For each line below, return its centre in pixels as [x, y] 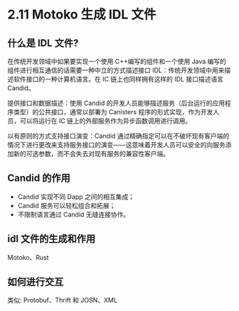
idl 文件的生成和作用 [52, 239]
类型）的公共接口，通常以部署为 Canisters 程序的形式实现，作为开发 [113, 112]
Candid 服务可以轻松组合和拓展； [67, 205]
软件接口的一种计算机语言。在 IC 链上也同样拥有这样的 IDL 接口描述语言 [118, 79]
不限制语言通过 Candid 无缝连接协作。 [74, 214]
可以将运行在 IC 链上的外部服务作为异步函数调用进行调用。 [106, 121]
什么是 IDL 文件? [43, 43]
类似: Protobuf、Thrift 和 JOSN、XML [62, 300]
